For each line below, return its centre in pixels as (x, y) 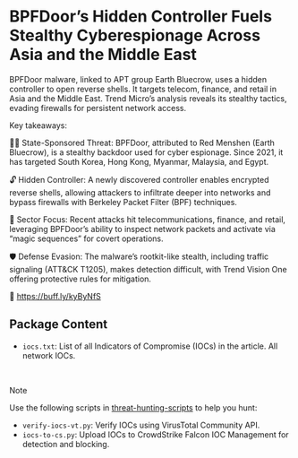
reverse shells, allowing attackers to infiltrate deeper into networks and (140, 192)
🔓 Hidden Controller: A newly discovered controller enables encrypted (140, 179)
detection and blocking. (66, 444)
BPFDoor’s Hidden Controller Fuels (141, 17)
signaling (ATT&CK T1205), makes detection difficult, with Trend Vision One (149, 269)
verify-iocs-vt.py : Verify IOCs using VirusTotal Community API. (141, 425)
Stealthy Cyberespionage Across (135, 35)
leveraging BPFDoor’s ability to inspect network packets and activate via (142, 229)
